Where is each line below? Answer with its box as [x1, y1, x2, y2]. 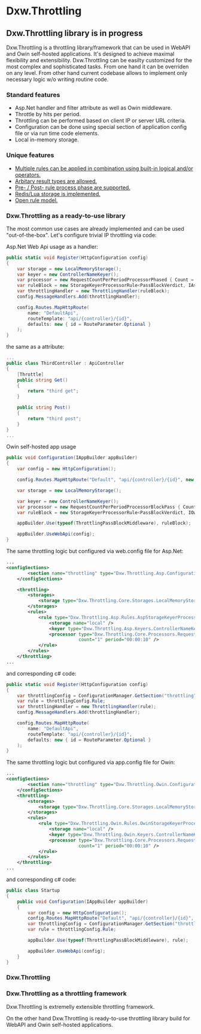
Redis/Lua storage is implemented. [14, 190, 100, 197]
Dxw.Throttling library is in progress [6, 28, 144, 38]
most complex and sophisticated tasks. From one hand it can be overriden [6, 63, 189, 70]
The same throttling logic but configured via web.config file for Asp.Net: [6, 548, 184, 555]
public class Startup [6, 888, 60, 894]
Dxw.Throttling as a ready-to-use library [6, 211, 126, 220]
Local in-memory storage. [14, 136, 80, 143]
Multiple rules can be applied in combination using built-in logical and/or [14, 165, 193, 172]
